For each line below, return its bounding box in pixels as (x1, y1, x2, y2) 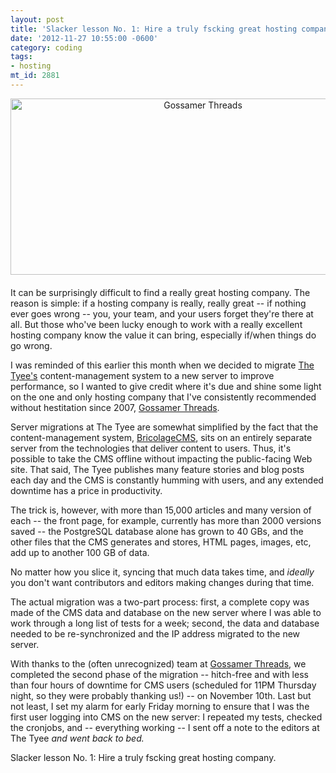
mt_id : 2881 (10, 71, 60, 81)
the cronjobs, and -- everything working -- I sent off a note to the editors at (10, 721, 320, 733)
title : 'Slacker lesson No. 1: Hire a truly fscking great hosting (10, 24, 298, 34)
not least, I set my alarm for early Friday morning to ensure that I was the (10, 700, 310, 712)
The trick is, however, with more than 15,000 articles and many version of (10, 504, 312, 516)
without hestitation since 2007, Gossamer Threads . (10, 401, 220, 413)
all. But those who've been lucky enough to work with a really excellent (10, 318, 303, 330)
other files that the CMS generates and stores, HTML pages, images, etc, (10, 536, 312, 548)
